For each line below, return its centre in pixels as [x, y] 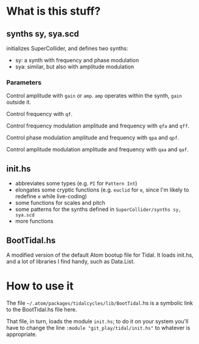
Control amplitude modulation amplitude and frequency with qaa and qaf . [97, 149]
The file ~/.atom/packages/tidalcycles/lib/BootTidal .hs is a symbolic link [100, 303]
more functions [34, 221]
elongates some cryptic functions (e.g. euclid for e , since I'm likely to [102, 190]
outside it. [19, 102]
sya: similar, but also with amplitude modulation [75, 66]
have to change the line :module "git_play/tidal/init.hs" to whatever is [98, 328]
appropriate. [22, 334]
